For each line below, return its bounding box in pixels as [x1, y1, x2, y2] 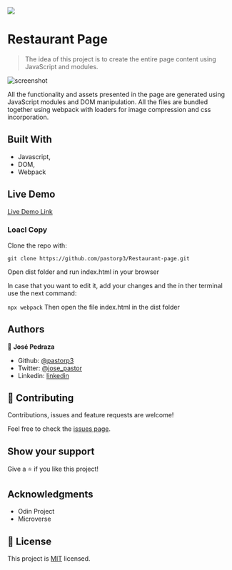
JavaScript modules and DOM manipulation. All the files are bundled [7, 97, 208, 106]
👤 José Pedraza [7, 342, 55, 351]
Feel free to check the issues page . [7, 424, 111, 433]
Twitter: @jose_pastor [17, 364, 83, 372]
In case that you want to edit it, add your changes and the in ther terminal [7, 281, 223, 290]
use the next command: [7, 289, 77, 297]
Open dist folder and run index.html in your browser [7, 268, 159, 276]
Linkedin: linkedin [17, 371, 69, 380]
